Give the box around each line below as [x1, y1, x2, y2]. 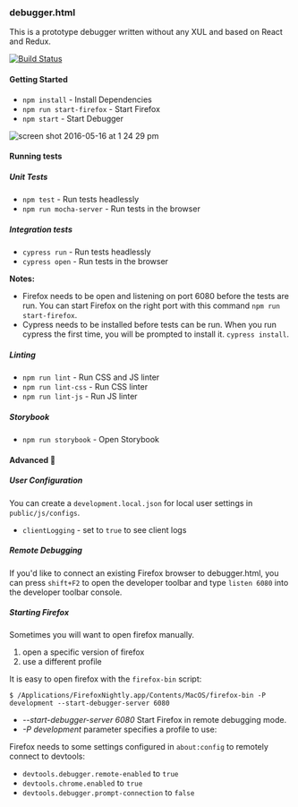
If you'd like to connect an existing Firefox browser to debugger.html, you [9, 567, 279, 579]
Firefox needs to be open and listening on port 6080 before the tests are [21, 291, 289, 302]
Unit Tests [9, 171, 48, 182]
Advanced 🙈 [9, 454, 56, 465]
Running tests [9, 150, 63, 162]
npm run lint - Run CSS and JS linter [21, 372, 160, 382]
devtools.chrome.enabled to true [21, 777, 143, 789]
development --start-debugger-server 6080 [9, 699, 170, 708]
